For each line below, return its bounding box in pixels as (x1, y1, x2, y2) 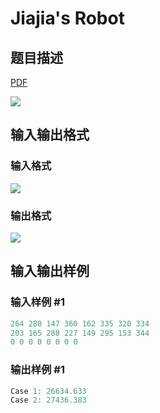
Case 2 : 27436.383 (10, 395, 87, 406)
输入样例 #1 (10, 295, 65, 309)
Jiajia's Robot (10, 7, 125, 30)
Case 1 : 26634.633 (10, 386, 87, 396)
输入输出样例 (10, 263, 90, 280)
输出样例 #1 (10, 363, 65, 377)
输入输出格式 (10, 127, 90, 144)
